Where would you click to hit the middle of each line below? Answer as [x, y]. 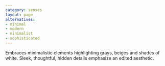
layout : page [19, 15]
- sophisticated [22, 39]
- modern [15, 29]
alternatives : [20, 19]
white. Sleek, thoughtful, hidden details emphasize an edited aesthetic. [80, 58]
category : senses [24, 10]
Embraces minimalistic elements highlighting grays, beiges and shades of [82, 53]
